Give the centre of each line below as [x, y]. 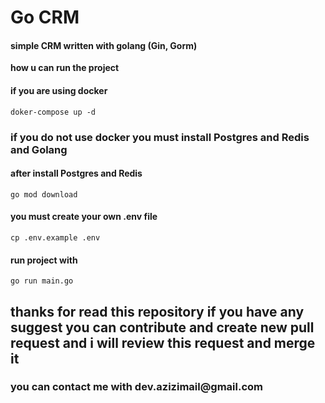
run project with [44, 260]
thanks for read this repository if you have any [157, 311]
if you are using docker [59, 90]
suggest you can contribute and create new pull [162, 327]
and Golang [39, 149]
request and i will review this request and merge [163, 342]
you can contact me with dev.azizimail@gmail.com [136, 387]
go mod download [44, 194]
